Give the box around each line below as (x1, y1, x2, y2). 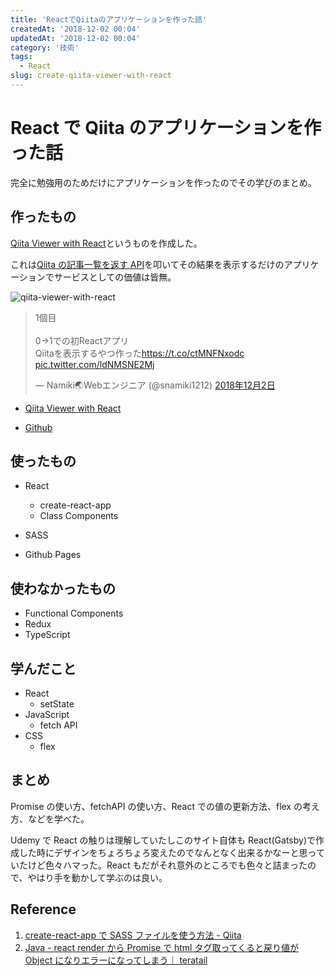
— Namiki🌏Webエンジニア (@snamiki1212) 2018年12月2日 (34, 379, 276, 391)
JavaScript (24, 709, 70, 721)
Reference (10, 901, 77, 918)
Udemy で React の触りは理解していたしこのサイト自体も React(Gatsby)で (10, 834, 317, 846)
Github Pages (24, 549, 82, 561)
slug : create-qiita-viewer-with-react (10, 71, 172, 81)
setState (39, 698, 75, 710)
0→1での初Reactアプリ (34, 334, 130, 346)
